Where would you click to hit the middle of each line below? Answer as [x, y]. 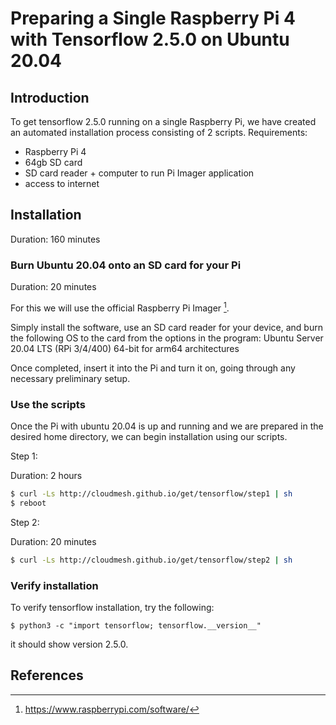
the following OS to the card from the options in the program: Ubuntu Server [167, 338]
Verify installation [54, 585]
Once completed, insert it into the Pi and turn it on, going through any [153, 368]
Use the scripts [48, 404]
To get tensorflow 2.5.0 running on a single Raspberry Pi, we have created [163, 121]
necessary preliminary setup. [70, 378]
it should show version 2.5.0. [69, 644]
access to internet [62, 183]
